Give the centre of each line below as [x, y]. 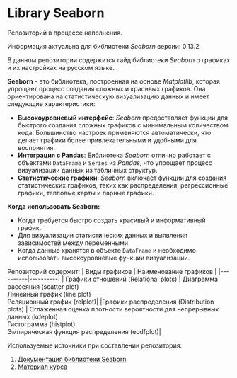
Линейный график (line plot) [49, 294]
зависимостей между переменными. [74, 243]
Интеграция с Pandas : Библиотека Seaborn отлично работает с [114, 155]
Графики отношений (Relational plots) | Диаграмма [141, 279]
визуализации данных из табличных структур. [87, 170]
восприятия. [36, 147]
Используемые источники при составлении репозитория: [95, 345]
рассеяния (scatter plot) [43, 286]
